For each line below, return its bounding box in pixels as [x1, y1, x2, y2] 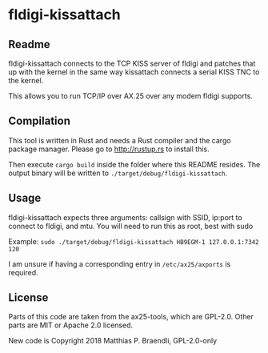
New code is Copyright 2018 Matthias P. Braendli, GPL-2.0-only [8, 336, 218, 346]
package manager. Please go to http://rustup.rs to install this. [8, 144, 210, 154]
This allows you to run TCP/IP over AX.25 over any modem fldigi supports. [8, 91, 254, 101]
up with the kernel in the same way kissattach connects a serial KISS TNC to [8, 67, 260, 77]
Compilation [8, 114, 70, 128]
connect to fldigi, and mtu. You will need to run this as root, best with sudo [8, 221, 254, 231]
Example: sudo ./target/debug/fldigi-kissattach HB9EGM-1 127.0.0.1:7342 [8, 236, 259, 246]
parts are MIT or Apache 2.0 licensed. [8, 320, 134, 330]
